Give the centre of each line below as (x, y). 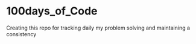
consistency (21, 34)
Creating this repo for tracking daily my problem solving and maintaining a (98, 28)
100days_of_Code (52, 11)
